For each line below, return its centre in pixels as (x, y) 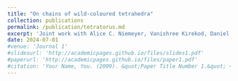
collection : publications (45, 20)
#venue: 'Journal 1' (38, 46)
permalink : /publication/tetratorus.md (66, 27)
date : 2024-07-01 (33, 40)
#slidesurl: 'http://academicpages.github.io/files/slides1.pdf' (106, 54)
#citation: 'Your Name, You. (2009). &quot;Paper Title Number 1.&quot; (117, 66)
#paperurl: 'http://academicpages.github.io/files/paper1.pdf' (103, 60)
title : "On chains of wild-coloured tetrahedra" (80, 14)
